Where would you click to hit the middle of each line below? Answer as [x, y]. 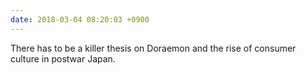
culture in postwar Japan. [63, 58]
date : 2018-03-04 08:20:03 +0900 [80, 19]
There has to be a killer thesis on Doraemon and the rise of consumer [153, 48]
